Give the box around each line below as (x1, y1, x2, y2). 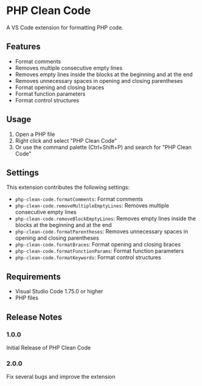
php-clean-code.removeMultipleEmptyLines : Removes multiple (15, 202, 169, 209)
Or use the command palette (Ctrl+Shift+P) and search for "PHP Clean (15, 143, 192, 151)
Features (6, 41, 41, 52)
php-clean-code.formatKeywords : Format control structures (15, 254, 161, 261)
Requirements (6, 271, 61, 282)
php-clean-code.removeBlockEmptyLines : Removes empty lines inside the (15, 215, 197, 223)
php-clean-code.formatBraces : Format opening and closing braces (15, 241, 181, 248)
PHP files (15, 294, 38, 302)
